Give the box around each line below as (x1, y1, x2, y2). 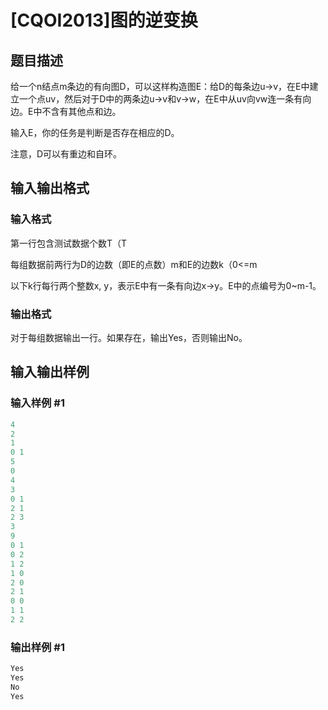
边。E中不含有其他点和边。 (10, 106, 122, 117)
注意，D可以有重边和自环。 (10, 148, 123, 160)
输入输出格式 (10, 180, 90, 197)
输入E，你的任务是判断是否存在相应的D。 (10, 127, 180, 138)
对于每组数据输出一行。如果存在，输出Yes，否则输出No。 (10, 331, 248, 343)
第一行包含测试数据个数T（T (10, 237, 128, 249)
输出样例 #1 (10, 640, 65, 654)
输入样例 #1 (10, 396, 65, 410)
